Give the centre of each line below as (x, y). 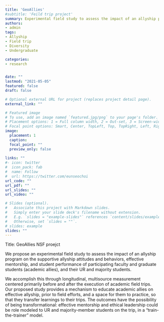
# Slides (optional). (27, 203)
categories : (17, 59)
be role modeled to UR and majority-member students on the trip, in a (75, 310)
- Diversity (17, 46)
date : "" (14, 77)
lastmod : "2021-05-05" (28, 82)
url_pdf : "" (17, 185)
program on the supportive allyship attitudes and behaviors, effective (74, 259)
